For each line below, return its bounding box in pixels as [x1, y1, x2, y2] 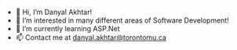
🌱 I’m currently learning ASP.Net [15, 24, 120, 33]
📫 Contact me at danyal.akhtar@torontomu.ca [15, 33, 167, 42]
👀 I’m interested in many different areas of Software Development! [15, 16, 229, 25]
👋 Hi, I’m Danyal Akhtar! [15, 8, 93, 16]
